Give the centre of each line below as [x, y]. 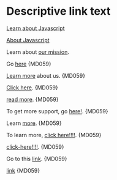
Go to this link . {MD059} [37, 159]
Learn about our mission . [38, 52]
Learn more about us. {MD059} [46, 75]
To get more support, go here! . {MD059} [57, 111]
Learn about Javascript [36, 28]
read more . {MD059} [33, 99]
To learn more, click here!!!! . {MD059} [54, 135]
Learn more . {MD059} [34, 123]
